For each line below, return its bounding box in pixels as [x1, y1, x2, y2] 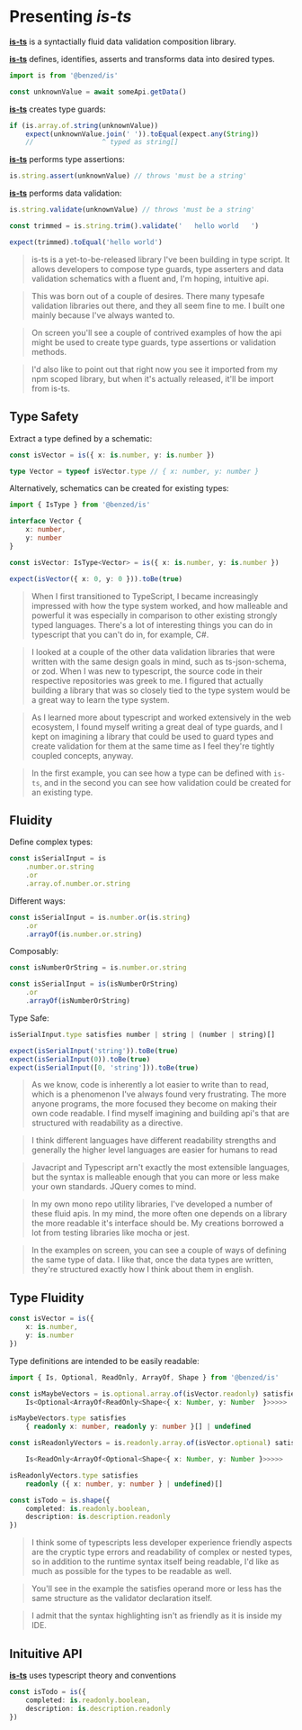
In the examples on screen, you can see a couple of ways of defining [31, 1245, 288, 1256]
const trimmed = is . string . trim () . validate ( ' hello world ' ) [9, 222, 259, 231]
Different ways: [9, 895, 66, 906]
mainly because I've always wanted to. [31, 309, 175, 321]
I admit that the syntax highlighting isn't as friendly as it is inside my [31, 1610, 282, 1621]
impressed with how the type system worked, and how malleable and [31, 600, 289, 611]
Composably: [9, 946, 59, 957]
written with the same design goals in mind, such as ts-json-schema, [31, 656, 287, 667]
